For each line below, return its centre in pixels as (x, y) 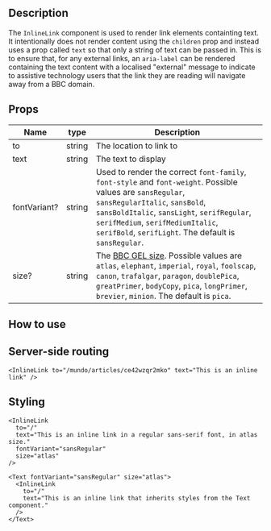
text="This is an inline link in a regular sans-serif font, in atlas (137, 434)
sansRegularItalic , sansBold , (151, 202)
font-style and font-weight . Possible (167, 182)
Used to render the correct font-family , (171, 172)
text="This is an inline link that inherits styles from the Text (137, 498)
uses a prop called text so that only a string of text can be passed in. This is (135, 50)
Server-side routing (59, 352)
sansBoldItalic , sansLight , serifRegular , (173, 212)
